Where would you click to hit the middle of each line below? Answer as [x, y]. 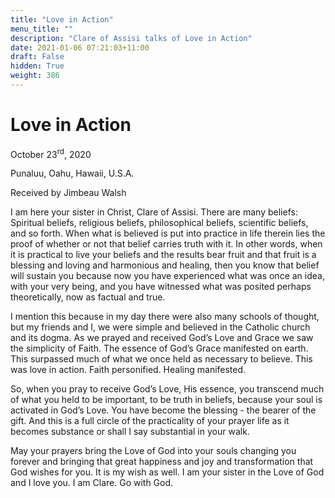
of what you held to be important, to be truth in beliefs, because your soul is [166, 400]
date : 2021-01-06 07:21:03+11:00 [80, 47]
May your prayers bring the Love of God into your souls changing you [153, 451]
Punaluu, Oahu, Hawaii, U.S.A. [72, 173]
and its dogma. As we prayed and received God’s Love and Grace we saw [162, 338]
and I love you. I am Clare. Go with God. [92, 483]
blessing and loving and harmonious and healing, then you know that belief [165, 265]
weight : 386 [35, 76]
